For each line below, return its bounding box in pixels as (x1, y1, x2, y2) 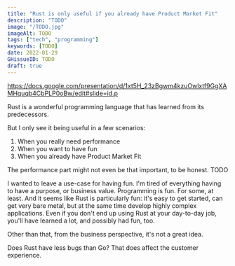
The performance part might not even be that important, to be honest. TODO (7, 165, 229, 174)
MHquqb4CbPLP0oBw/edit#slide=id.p (7, 89, 118, 97)
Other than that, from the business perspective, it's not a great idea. (7, 230, 203, 238)
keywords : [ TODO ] (7, 43, 58, 50)
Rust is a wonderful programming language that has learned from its (7, 102, 205, 111)
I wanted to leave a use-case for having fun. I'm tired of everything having (7, 179, 222, 188)
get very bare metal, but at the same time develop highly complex (7, 201, 197, 210)
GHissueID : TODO (7, 56, 55, 63)
